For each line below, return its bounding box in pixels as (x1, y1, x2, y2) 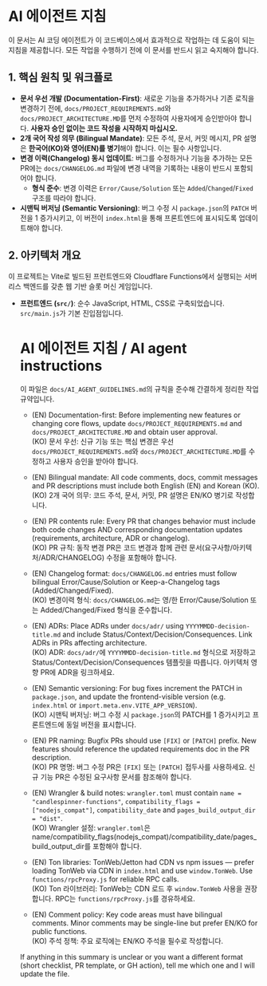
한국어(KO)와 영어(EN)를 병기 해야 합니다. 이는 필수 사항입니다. (28, 143, 222, 152)
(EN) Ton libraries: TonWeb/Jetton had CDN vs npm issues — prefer (31, 857, 255, 866)
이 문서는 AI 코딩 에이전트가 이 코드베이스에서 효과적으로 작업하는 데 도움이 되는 (8, 35, 255, 45)
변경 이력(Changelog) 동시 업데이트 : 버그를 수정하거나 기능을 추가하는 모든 (19, 153, 253, 163)
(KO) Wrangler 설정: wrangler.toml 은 (31, 822, 151, 832)
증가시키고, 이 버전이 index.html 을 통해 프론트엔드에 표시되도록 (39, 213, 238, 223)
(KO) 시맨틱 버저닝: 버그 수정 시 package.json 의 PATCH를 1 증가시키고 (31, 709, 251, 719)
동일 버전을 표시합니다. (65, 720, 137, 729)
